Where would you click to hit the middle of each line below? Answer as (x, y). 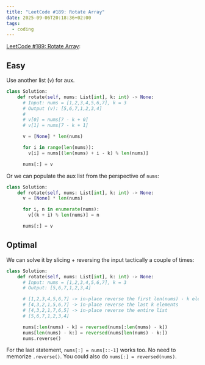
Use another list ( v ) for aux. (41, 81)
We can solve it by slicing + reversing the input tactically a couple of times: (100, 259)
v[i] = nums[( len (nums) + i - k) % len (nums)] (88, 153)
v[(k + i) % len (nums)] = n (64, 215)
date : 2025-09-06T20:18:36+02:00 (49, 18)
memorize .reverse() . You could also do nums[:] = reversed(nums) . (92, 356)
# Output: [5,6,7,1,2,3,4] (57, 288)
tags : (13, 23)
